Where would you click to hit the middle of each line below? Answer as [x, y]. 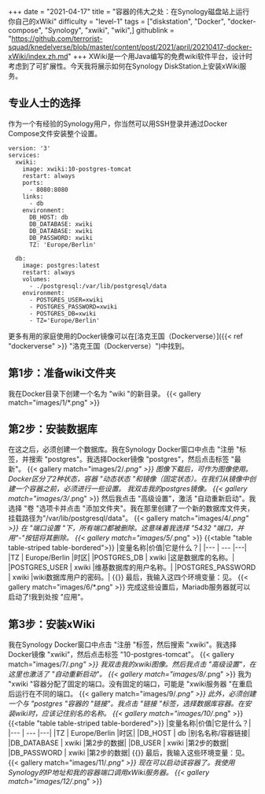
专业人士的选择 [44, 103]
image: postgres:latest [61, 265]
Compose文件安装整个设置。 [55, 133]
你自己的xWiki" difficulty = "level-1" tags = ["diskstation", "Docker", [117, 21]
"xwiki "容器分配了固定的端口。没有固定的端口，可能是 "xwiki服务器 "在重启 [131, 684]
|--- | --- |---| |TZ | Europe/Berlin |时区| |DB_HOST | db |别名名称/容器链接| [129, 733]
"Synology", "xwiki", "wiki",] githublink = [109, 30]
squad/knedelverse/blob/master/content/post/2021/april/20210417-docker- [130, 47]
